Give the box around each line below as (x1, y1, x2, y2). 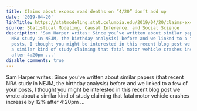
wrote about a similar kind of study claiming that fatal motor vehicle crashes (6, 92, 189, 99)
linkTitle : (6, 19, 33, 25)
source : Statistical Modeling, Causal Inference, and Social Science (6, 25, 180, 31)
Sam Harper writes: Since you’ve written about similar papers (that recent (6, 74, 184, 81)
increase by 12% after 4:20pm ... (6, 98, 85, 105)
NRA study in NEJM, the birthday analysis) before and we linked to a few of (6, 79, 188, 86)
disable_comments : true (6, 57, 64, 63)
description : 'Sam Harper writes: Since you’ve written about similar (6, 30, 182, 36)
